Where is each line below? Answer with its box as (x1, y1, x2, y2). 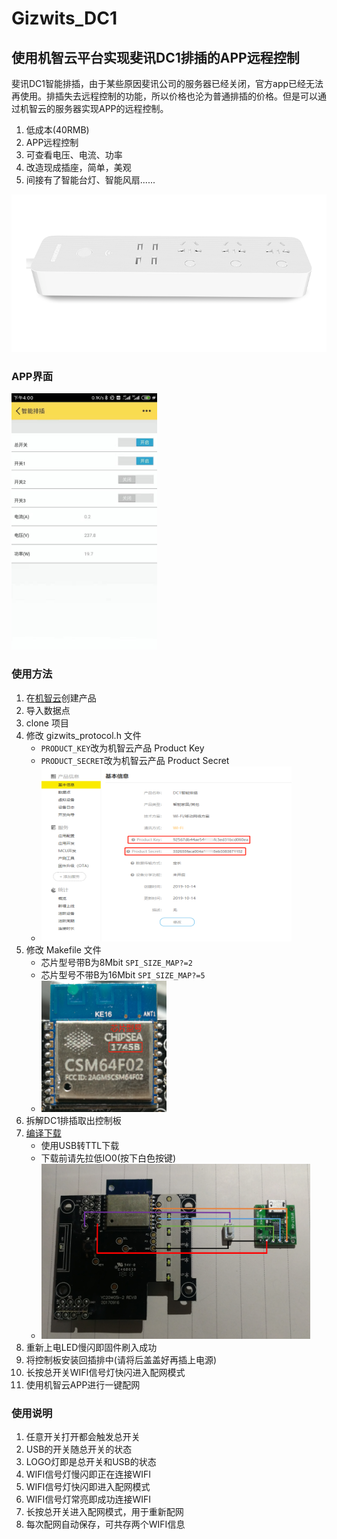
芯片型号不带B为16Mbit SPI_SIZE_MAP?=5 (40, 968, 206, 981)
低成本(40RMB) (25, 124, 90, 136)
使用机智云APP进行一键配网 (25, 1378, 141, 1391)
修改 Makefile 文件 (25, 943, 102, 956)
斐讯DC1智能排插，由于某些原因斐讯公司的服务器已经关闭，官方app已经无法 (11, 78, 324, 89)
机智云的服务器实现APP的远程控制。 (19, 103, 169, 114)
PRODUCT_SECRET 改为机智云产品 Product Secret (40, 754, 230, 766)
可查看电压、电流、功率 (25, 149, 123, 161)
